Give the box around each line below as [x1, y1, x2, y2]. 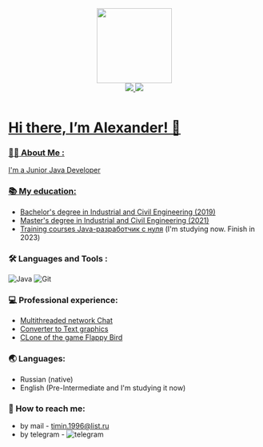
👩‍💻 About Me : [8, 147, 66, 158]
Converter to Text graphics [19, 324, 109, 334]
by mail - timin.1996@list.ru [19, 421, 110, 430]
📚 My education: [8, 186, 77, 197]
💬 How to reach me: [8, 403, 86, 414]
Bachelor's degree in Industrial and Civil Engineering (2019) [19, 207, 216, 217]
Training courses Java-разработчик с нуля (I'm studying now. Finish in [19, 224, 256, 233]
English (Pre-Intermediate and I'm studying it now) [19, 383, 186, 393]
